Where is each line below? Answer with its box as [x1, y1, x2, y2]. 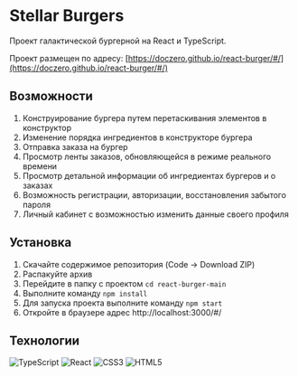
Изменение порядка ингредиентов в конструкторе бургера [22, 132, 253, 143]
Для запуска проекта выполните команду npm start [22, 297, 223, 308]
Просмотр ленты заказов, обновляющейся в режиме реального [22, 151, 272, 162]
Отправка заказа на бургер [22, 141, 128, 152]
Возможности [9, 89, 93, 104]
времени [22, 160, 57, 172]
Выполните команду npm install [22, 287, 148, 298]
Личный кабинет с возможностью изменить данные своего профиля [22, 209, 289, 220]
